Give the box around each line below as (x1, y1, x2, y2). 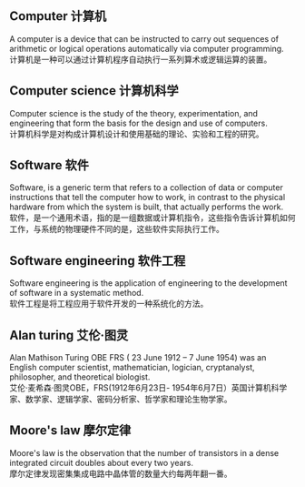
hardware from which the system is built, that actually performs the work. (9, 201, 284, 212)
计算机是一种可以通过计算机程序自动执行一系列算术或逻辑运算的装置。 (9, 54, 272, 65)
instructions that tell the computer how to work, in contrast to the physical (9, 192, 286, 203)
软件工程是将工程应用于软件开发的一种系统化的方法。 (9, 299, 209, 309)
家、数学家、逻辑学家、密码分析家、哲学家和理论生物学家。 (9, 394, 232, 405)
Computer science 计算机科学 (9, 83, 179, 98)
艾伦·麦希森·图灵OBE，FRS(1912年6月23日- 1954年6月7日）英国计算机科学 (9, 382, 288, 393)
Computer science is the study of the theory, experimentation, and (9, 107, 259, 118)
